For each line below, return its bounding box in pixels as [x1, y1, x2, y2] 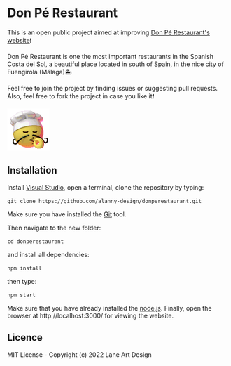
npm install [7, 265, 42, 272]
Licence [7, 332, 43, 344]
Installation [7, 164, 57, 176]
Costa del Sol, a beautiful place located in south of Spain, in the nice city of [7, 60, 224, 68]
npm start [7, 292, 36, 299]
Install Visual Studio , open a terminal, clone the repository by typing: [7, 183, 204, 191]
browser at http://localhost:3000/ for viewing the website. [7, 311, 174, 320]
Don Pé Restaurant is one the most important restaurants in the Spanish [7, 52, 214, 60]
